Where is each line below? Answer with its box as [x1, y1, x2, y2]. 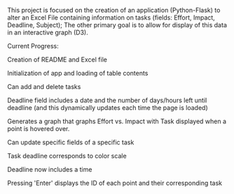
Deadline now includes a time [7, 165, 92, 174]
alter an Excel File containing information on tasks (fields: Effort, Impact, [7, 13, 215, 22]
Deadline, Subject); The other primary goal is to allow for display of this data [7, 21, 228, 29]
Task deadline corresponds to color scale [7, 152, 128, 160]
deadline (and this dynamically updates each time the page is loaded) [7, 104, 208, 111]
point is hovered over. [7, 125, 70, 132]
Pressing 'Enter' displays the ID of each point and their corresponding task [7, 179, 223, 187]
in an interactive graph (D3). [7, 28, 89, 36]
